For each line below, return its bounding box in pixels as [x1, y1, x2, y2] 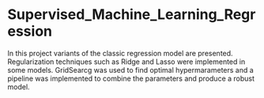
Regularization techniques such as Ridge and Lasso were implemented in [7, 57, 246, 66]
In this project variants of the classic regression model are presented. [7, 48, 234, 58]
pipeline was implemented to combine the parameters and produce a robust [7, 73, 255, 83]
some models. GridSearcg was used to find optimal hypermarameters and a [7, 65, 254, 74]
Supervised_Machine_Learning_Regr [7, 6, 256, 24]
